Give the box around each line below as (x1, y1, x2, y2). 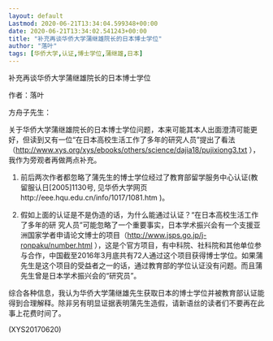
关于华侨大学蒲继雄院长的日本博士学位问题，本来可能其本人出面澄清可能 (8, 125, 250, 134)
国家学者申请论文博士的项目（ (27, 231, 128, 240)
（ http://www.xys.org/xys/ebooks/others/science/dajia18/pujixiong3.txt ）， (8, 145, 260, 154)
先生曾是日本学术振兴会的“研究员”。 (19, 271, 141, 280)
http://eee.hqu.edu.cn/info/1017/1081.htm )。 (19, 192, 170, 202)
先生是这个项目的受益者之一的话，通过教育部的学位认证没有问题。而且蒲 (19, 261, 262, 270)
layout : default (8, 11, 63, 20)
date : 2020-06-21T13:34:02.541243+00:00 (8, 27, 148, 35)
